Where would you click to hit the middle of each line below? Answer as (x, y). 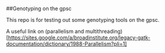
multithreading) (104, 31)
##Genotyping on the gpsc (39, 9)
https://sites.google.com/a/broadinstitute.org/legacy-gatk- (79, 37)
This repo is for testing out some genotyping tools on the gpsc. (83, 20)
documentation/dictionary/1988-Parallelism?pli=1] (67, 44)
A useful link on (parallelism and (45, 31)
